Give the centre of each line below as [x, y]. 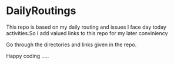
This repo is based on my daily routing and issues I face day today [86, 27]
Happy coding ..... [28, 56]
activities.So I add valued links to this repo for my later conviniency [87, 33]
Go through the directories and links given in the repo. [71, 45]
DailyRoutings [41, 11]
